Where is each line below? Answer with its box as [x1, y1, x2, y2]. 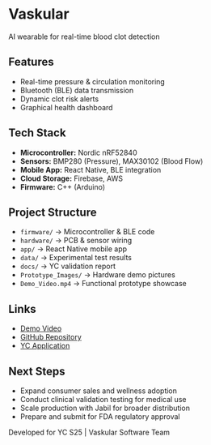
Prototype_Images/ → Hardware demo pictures [19, 270, 175, 280]
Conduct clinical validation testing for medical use [19, 395, 187, 404]
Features [8, 55, 54, 69]
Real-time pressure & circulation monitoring [19, 76, 166, 86]
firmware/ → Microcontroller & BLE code [19, 227, 155, 237]
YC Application [19, 341, 70, 351]
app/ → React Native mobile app [19, 244, 128, 254]
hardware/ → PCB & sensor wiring [19, 236, 133, 246]
